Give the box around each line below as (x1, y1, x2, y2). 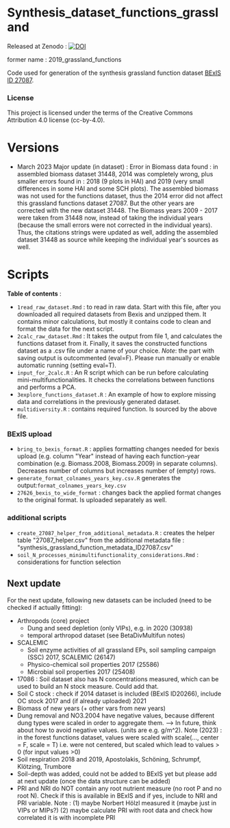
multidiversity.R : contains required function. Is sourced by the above (16, 405, 218, 413)
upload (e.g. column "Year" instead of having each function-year (16, 452, 200, 460)
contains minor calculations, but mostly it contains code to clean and (16, 318, 212, 326)
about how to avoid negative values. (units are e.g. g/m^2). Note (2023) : (16, 726, 222, 734)
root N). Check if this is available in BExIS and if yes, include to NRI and (16, 791, 218, 800)
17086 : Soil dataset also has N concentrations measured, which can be (16, 674, 219, 683)
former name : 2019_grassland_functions (7, 55, 122, 63)
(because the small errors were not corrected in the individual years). (16, 221, 213, 229)
